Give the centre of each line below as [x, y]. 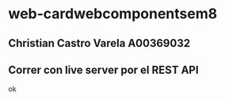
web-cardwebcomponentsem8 [113, 14]
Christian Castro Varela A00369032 [99, 43]
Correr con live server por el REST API [104, 69]
